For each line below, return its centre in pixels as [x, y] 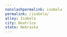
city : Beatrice [21, 23]
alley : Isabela [21, 18]
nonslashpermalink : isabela [34, 9]
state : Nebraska [22, 27]
